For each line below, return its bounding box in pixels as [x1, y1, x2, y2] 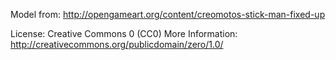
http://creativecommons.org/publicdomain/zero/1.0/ [10, 39, 224, 50]
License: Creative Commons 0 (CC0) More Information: [10, 28, 238, 39]
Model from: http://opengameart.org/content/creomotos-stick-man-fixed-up [10, 9, 326, 20]
